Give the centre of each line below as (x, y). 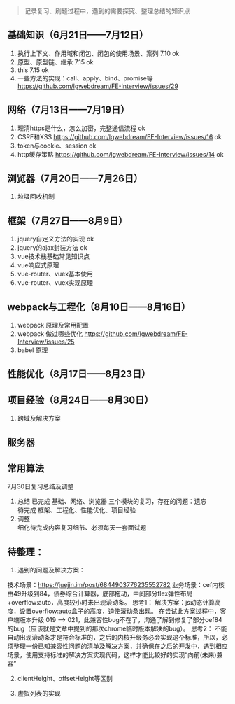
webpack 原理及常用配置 (53, 325)
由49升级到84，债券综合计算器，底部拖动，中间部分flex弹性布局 (100, 593)
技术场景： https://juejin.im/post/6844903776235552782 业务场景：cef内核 (116, 585)
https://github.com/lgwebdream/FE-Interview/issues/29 (98, 86)
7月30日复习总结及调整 (41, 486)
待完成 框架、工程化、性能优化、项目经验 (77, 510)
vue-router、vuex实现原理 (55, 283)
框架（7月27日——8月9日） (67, 221)
